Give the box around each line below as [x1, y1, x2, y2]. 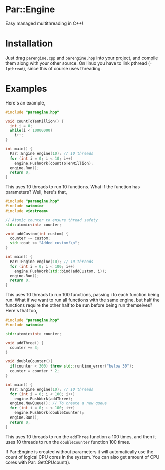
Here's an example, [5, 99, 45, 106]
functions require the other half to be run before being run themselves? [5, 302, 153, 308]
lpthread [5, 66, 24, 71]
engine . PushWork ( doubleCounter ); [14, 410, 85, 415]
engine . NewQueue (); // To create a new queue [10, 401, 107, 406]
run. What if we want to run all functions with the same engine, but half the [5, 297, 160, 303]
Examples [5, 83, 47, 94]
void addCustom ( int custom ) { [5, 231, 69, 236]
